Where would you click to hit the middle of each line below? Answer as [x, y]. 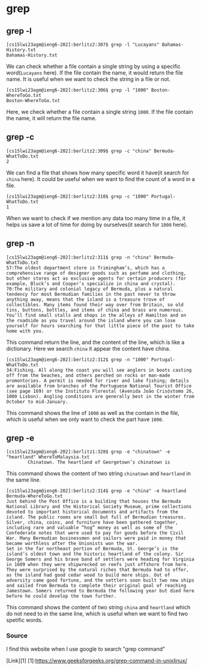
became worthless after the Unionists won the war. [72, 544]
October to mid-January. [37, 402]
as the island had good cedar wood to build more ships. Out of [88, 575]
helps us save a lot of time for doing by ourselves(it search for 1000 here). [97, 224]
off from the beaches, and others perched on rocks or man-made [88, 375]
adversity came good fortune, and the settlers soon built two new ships [100, 580]
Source [17, 636]
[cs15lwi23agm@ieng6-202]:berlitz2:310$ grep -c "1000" [77, 196]
